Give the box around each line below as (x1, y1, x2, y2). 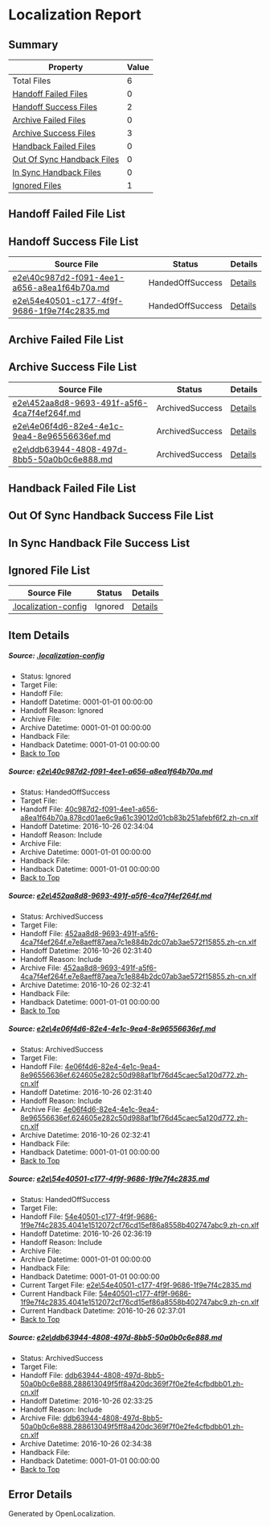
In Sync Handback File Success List (8, 536, 190, 549)
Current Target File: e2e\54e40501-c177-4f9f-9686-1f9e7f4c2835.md (19, 1279, 252, 1290)
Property (47, 62, 84, 73)
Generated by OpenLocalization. (8, 1509, 116, 1519)
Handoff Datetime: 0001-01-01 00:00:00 (19, 697, 153, 707)
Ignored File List (8, 563, 91, 577)
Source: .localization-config (8, 651, 105, 661)
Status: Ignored (19, 671, 72, 681)
